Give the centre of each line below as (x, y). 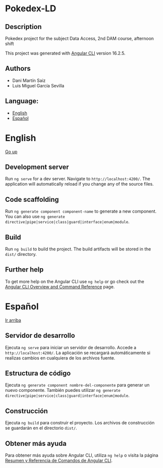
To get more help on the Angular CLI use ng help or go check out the (75, 281)
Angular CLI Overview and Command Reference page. (60, 287)
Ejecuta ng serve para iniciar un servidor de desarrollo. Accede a (71, 347)
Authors (18, 69)
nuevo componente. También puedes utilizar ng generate (63, 390)
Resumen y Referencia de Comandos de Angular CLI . (59, 460)
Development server (37, 167)
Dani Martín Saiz (29, 80)
